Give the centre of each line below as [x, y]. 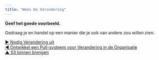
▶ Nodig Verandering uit [30, 42]
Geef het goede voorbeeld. [33, 23]
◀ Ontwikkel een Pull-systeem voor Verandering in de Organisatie [71, 47]
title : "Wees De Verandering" [36, 9]
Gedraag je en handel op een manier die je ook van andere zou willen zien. [80, 32]
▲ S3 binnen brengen [27, 52]
